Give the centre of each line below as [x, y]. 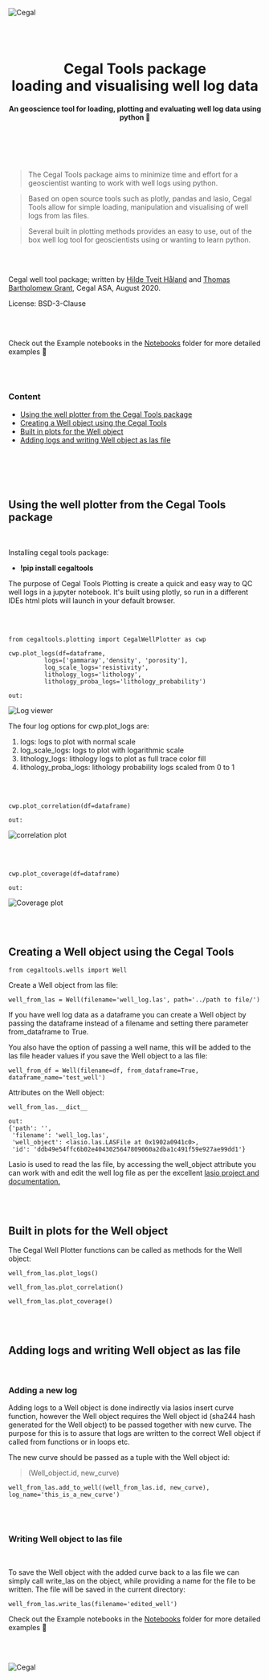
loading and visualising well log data [135, 86]
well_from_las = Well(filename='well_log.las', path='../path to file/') [134, 1000]
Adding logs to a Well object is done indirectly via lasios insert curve [121, 1408]
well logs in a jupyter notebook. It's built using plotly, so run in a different [128, 592]
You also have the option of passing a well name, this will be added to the [130, 1047]
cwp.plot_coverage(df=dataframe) [64, 874]
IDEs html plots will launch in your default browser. [92, 600]
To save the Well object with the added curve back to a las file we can [124, 1572]
